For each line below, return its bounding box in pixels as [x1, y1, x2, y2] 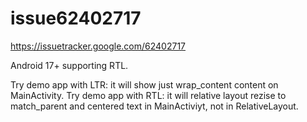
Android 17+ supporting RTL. [10, 59, 129, 71]
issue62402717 [10, 7, 142, 30]
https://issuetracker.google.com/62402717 [10, 40, 187, 52]
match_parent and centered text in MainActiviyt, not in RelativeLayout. [10, 100, 299, 112]
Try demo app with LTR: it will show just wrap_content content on [10, 78, 279, 91]
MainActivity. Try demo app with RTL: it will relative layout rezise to [10, 89, 287, 101]
